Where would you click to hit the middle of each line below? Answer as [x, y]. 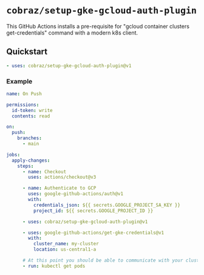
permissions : [23, 105]
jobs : [13, 154]
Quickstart [27, 52]
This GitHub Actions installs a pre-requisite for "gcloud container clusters [98, 26]
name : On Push [24, 94]
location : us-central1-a [65, 250]
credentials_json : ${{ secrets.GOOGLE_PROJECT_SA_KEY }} [107, 205]
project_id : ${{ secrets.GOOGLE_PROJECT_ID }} [93, 211]
